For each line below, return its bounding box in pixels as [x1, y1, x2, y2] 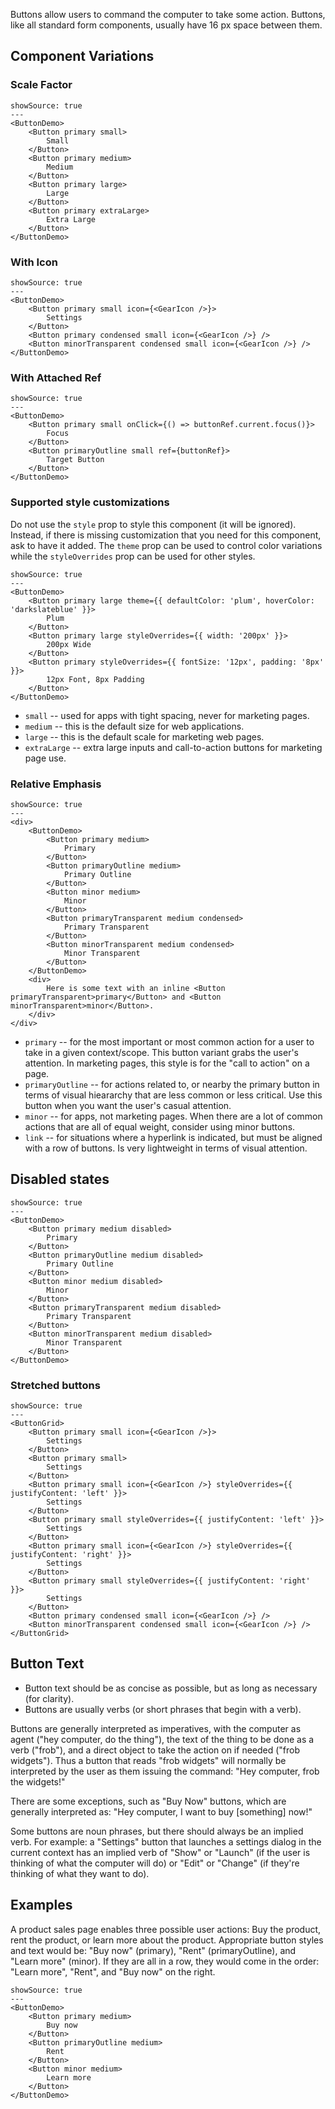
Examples [10, 1897, 73, 1914]
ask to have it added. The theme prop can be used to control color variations [10, 539, 323, 551]
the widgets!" [10, 1775, 66, 1788]
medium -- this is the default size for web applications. [24, 720, 245, 732]
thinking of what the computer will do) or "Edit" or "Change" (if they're [10, 1857, 300, 1869]
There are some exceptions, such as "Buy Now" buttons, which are [10, 1795, 287, 1807]
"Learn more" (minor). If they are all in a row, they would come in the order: [10, 1955, 320, 1967]
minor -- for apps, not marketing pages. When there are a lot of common [24, 1110, 323, 1122]
